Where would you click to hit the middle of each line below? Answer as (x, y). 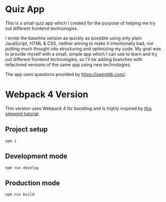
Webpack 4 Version (47, 95)
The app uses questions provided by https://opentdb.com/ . (66, 74)
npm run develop (22, 168)
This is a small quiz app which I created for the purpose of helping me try (80, 23)
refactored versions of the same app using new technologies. (68, 64)
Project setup (27, 129)
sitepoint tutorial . (22, 113)
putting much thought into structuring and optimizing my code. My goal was (83, 48)
